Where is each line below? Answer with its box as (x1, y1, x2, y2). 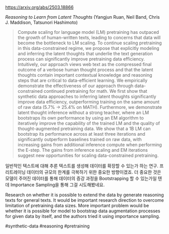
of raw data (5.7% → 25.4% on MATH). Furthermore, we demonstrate (17, 104, 162, 110)
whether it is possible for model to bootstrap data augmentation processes (5, 208, 160, 214)
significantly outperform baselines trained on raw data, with (17, 136, 142, 142)
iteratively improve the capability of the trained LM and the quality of (17, 121, 160, 126)
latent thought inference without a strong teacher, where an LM (17, 109, 149, 115)
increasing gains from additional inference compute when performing (17, 142, 162, 148)
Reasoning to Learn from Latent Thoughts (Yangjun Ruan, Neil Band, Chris (5, 14, 160, 20)
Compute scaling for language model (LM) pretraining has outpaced (17, 29, 159, 35)
